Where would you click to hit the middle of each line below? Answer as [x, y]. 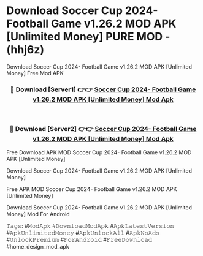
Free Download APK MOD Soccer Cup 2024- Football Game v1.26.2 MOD [99, 152]
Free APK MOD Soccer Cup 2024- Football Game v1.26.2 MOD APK [92, 189]
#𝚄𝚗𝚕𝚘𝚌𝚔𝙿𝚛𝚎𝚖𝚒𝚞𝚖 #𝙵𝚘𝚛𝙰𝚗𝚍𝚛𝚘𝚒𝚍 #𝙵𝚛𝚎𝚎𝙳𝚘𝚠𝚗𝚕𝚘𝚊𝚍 [79, 239]
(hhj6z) [25, 50]
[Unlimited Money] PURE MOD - [88, 37]
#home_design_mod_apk [38, 246]
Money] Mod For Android [38, 214]
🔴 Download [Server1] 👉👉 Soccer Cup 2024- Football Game [103, 89]
